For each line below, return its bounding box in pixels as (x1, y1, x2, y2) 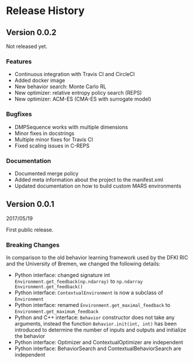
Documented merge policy (14, 170, 79, 177)
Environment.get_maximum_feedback (14, 309, 99, 314)
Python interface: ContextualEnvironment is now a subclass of (14, 289, 164, 296)
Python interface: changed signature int (14, 272, 110, 278)
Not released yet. (6, 43, 48, 50)
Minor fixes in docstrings (14, 130, 75, 137)
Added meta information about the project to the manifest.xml (14, 176, 164, 183)
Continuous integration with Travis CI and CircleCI (14, 71, 135, 78)
